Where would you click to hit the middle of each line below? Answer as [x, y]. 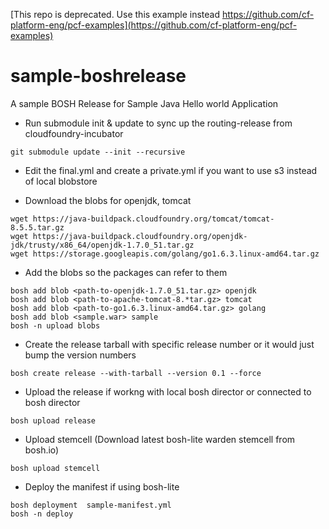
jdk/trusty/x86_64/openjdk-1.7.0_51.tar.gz [102, 245]
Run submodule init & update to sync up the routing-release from [158, 123]
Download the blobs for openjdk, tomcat [108, 200]
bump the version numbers [80, 355]
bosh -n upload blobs [55, 325]
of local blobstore [61, 181]
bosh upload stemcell [55, 468]
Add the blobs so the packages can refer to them [126, 272]
